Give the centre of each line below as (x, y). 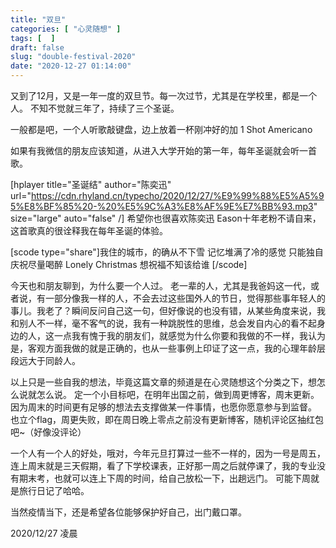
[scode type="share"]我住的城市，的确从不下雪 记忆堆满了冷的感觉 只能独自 (167, 252)
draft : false (37, 47)
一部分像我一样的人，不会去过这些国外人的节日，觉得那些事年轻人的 (185, 298)
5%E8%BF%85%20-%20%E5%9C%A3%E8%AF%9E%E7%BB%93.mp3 (162, 206)
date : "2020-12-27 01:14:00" (71, 66)
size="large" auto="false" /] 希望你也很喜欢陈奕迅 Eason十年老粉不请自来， (166, 218)
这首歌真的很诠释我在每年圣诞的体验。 (89, 230)
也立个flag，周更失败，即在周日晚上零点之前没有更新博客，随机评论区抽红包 (167, 419)
